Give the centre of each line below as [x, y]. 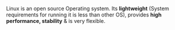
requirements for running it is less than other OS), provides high [84, 15]
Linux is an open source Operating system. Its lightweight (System [88, 9]
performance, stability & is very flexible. [56, 21]
